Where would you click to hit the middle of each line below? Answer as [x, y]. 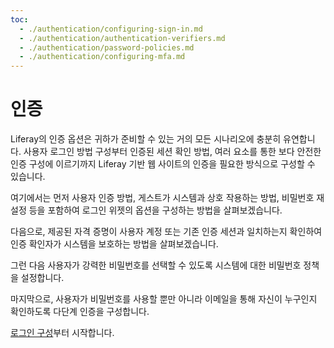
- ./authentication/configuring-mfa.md [102, 57]
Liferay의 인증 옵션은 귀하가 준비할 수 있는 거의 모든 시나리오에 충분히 [146, 139]
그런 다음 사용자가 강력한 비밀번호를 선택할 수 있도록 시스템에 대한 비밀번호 [156, 265]
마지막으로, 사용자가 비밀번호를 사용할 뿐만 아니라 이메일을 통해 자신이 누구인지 [164, 299]
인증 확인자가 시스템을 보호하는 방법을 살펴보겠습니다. [114, 244]
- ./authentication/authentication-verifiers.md [122, 38]
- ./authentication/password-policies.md [107, 47]
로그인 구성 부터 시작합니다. [62, 333]
